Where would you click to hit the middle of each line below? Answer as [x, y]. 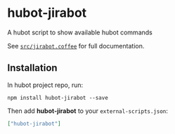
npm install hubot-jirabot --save [58, 98]
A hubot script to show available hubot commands [80, 32]
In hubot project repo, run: [45, 85]
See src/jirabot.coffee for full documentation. [76, 46]
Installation [32, 68]
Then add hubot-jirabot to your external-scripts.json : [88, 111]
